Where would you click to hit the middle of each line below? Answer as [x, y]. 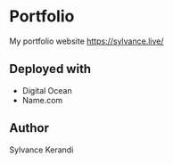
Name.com [42, 100]
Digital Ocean [47, 90]
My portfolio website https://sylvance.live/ [86, 41]
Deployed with [50, 69]
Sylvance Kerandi [41, 150]
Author [29, 128]
